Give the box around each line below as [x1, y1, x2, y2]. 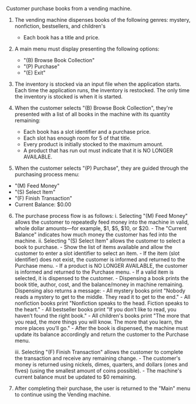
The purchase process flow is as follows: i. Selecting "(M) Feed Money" [14, 213, 188, 219]
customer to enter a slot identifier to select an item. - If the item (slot [14, 250, 180, 257]
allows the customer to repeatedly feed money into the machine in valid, [14, 218, 190, 225]
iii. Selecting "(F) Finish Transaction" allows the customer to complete [14, 349, 184, 355]
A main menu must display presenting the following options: [14, 45, 160, 52]
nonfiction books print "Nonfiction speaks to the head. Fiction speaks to [14, 299, 189, 307]
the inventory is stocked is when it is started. [14, 93, 123, 100]
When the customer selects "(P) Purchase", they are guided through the [14, 164, 189, 171]
